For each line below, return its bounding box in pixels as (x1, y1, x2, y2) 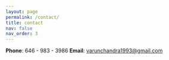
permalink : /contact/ (5, 14, 60, 20)
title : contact (5, 20, 44, 26)
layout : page (5, 8, 38, 15)
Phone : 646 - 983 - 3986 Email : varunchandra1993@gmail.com (5, 47, 163, 54)
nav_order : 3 (5, 31, 38, 37)
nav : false (5, 25, 33, 31)
